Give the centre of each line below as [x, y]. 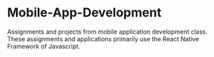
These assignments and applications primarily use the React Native [103, 38]
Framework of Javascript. [44, 46]
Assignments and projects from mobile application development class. [107, 32]
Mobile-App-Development [84, 13]
